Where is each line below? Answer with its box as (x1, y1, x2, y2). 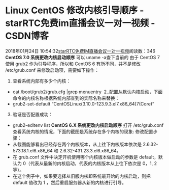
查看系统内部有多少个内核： (12, 77, 71, 84)
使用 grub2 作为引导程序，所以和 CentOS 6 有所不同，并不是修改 (5, 61, 141, 67)
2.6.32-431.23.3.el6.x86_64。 (59, 147, 121, 153)
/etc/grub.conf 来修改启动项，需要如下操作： (5, 67, 99, 73)
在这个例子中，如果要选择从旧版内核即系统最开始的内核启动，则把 (12, 173, 151, 179)
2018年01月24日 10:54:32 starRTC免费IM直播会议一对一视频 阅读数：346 (5, 48, 156, 54)
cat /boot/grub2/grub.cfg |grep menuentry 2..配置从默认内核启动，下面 (12, 89, 163, 95)
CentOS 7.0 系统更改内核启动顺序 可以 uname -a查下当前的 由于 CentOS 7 (5, 54, 160, 60)
